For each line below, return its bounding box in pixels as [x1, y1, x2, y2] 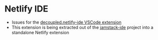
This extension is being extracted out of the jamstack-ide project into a [11, 24, 154, 30]
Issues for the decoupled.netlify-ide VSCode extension [11, 19, 122, 25]
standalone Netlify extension [11, 29, 69, 35]
